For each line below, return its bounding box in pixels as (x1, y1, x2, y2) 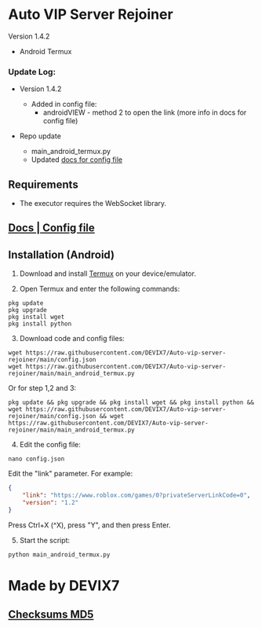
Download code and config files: (19, 334, 126, 343)
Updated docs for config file (31, 155, 123, 164)
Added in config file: (31, 100, 97, 109)
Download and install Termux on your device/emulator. (19, 269, 196, 278)
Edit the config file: (19, 440, 81, 450)
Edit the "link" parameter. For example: (8, 469, 133, 479)
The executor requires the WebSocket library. (19, 199, 167, 208)
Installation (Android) (8, 248, 115, 261)
